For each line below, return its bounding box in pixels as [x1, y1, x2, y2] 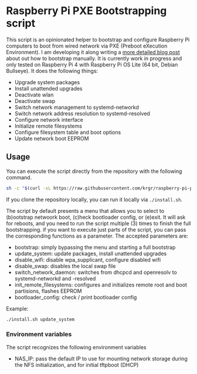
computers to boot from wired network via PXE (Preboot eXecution [6, 42, 168, 49]
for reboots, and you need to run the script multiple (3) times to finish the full [6, 219, 191, 227]
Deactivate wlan [14, 91, 54, 98]
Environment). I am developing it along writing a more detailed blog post [6, 48, 180, 55]
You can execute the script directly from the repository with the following [6, 168, 182, 175]
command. [6, 173, 32, 181]
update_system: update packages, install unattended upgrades [14, 250, 167, 257]
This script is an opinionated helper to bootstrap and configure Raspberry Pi [6, 36, 190, 43]
